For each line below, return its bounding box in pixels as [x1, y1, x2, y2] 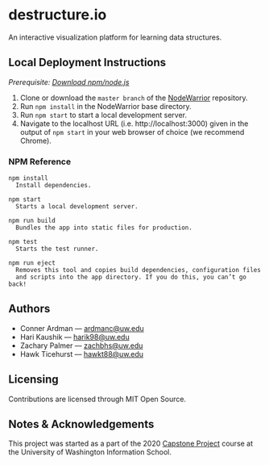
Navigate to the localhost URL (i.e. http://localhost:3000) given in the [19, 119, 249, 128]
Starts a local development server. [15, 203, 139, 211]
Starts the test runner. [15, 245, 99, 253]
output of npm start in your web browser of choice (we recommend [19, 127, 245, 136]
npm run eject [8, 259, 56, 267]
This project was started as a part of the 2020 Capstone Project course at [8, 438, 254, 449]
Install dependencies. [15, 182, 92, 190]
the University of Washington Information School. [8, 447, 172, 457]
